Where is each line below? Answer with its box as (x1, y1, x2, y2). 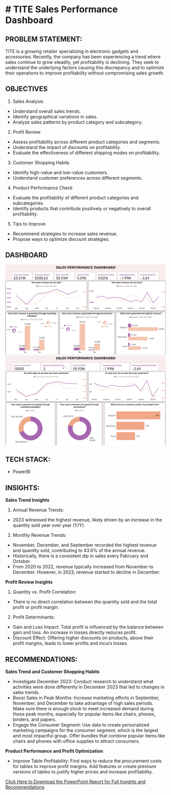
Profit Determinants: (12, 614, 55, 620)
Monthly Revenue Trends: (12, 532, 67, 538)
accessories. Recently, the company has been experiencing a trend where (5, 54, 161, 60)
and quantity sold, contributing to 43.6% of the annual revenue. (12, 548, 146, 554)
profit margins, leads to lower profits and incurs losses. (12, 640, 128, 647)
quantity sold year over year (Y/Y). (12, 522, 85, 529)
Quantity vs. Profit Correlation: (12, 589, 77, 595)
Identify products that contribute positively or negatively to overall (12, 205, 151, 211)
